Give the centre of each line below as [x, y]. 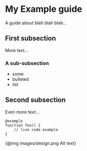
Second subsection [35, 100]
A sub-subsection [27, 63]
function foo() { [23, 125]
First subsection [31, 38]
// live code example [36, 130]
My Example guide [44, 9]
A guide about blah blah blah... [36, 23]
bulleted [20, 79]
